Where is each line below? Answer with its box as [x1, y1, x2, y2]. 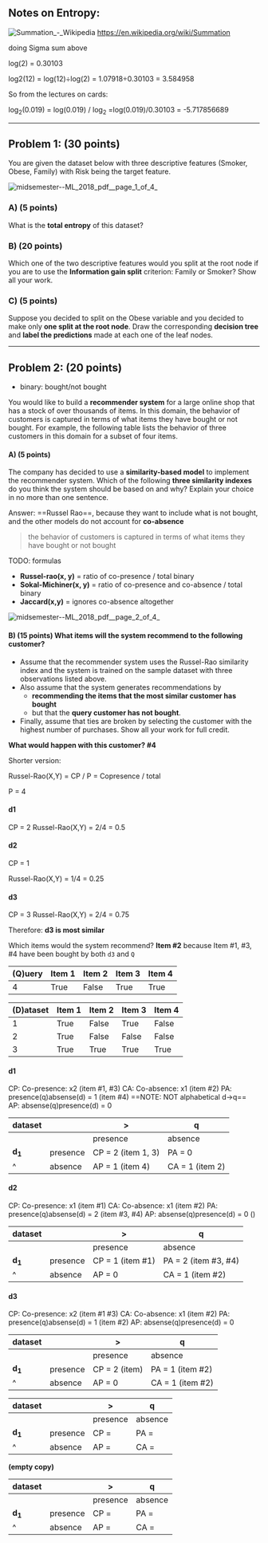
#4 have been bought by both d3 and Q [8, 949, 136, 959]
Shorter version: [8, 755, 61, 765]
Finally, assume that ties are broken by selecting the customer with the [19, 716, 253, 726]
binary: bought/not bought [19, 382, 107, 392]
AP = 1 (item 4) [93, 1160, 150, 1171]
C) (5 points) [8, 295, 58, 306]
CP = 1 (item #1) [93, 1255, 156, 1266]
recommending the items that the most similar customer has [31, 691, 237, 700]
